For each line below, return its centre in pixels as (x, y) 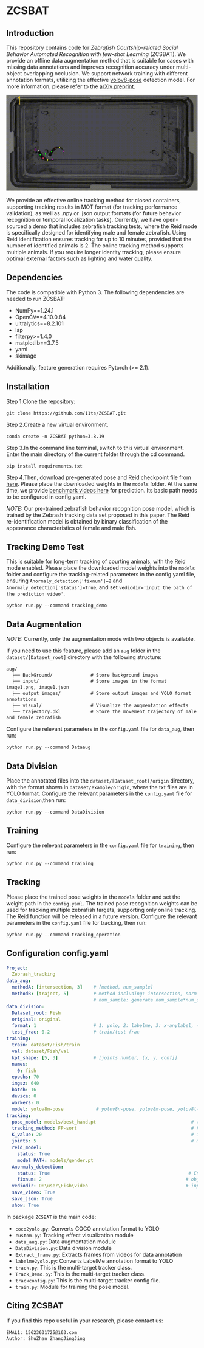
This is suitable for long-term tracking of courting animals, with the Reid (96, 562)
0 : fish (27, 1071)
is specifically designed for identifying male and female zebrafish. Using (97, 233)
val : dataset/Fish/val (40, 1051)
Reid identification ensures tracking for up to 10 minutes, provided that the (99, 239)
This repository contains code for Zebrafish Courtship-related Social (92, 47)
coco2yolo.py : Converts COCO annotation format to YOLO (87, 1228)
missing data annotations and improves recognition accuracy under (90, 67)
